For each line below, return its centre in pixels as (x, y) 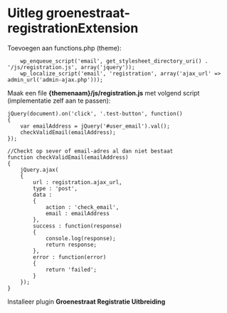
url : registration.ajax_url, (78, 182)
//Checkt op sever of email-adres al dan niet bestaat (90, 151)
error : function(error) (70, 257)
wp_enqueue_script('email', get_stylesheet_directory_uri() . (114, 61)
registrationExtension (73, 28)
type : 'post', (56, 188)
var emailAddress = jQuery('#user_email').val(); (95, 126)
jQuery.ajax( (39, 170)
